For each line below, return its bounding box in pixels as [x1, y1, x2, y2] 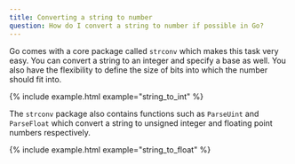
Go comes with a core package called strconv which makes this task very [9, 45, 279, 56]
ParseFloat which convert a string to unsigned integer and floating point [9, 117, 273, 129]
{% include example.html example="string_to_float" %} [9, 144, 211, 155]
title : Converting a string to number [9, 12, 153, 22]
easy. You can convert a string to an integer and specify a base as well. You [9, 55, 287, 66]
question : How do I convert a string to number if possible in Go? [9, 21, 265, 30]
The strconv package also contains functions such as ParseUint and [9, 108, 259, 119]
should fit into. [9, 74, 62, 84]
